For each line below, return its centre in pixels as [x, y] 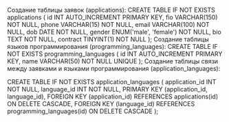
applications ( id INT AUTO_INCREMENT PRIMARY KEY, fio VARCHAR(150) [112, 17]
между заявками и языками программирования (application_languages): [114, 69]
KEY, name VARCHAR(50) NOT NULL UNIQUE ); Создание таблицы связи [113, 61]
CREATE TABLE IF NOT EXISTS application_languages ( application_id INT [112, 82]
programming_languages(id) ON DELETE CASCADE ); [83, 111]
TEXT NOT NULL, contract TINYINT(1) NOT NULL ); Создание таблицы [108, 39]
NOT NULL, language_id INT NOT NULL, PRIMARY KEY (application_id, [107, 89]
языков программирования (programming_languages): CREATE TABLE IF [112, 47]
